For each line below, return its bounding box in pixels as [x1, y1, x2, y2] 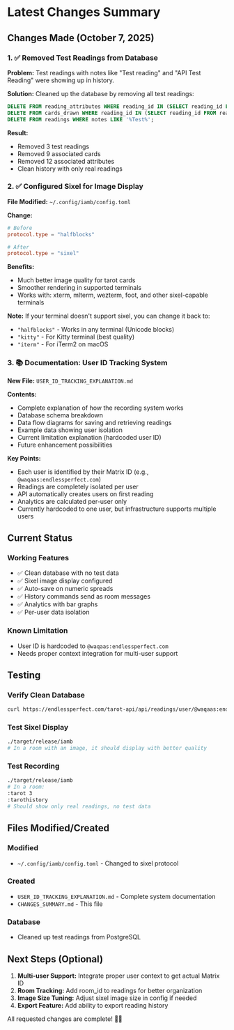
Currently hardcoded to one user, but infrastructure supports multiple [17, 505, 217, 513]
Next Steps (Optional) [7, 953, 103, 965]
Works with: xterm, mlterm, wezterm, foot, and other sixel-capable [17, 291, 209, 300]
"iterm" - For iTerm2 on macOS [17, 340, 109, 348]
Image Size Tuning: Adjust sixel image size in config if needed [17, 994, 197, 1002]
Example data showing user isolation [17, 426, 123, 434]
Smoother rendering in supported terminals [17, 284, 141, 292]
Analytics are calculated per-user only [17, 497, 127, 505]
